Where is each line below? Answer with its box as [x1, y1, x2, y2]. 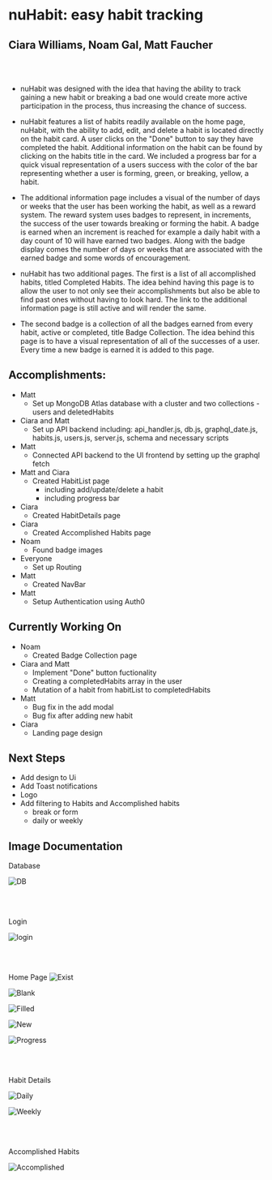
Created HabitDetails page [32, 510, 121, 520]
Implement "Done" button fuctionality [32, 667, 157, 677]
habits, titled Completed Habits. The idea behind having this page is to [19, 277, 255, 287]
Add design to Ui [19, 773, 77, 783]
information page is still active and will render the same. [19, 303, 206, 313]
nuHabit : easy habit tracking [8, 6, 204, 24]
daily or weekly [32, 816, 83, 826]
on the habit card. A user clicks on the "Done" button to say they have [19, 134, 253, 144]
